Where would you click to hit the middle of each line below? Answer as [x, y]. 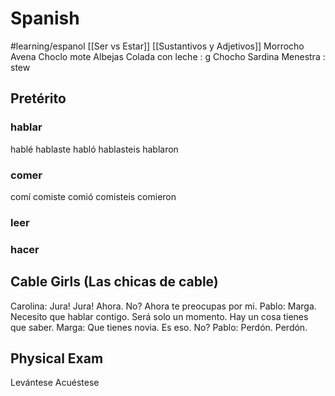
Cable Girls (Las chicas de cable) [114, 282]
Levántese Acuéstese [55, 383]
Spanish [45, 18]
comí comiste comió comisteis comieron [93, 196]
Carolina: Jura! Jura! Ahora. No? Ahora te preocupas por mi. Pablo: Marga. [163, 306]
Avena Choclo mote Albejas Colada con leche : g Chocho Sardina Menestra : [168, 56]
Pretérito [38, 98]
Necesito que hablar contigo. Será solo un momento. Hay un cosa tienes [159, 316]
